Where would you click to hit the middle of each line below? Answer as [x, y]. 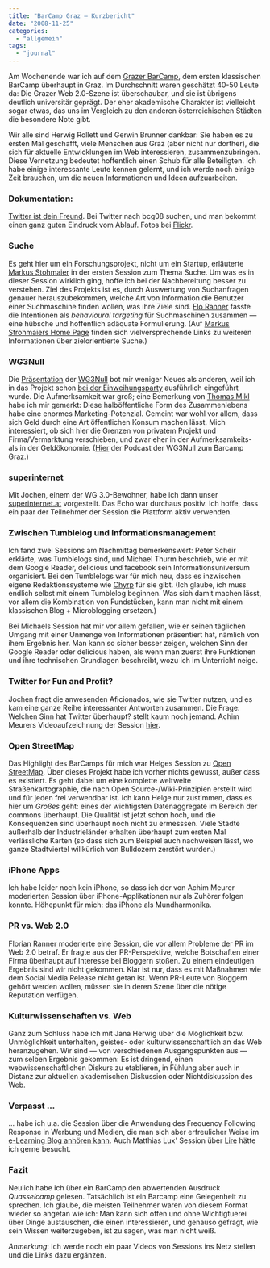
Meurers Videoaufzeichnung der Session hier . [85, 724]
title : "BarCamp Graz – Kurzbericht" [72, 16]
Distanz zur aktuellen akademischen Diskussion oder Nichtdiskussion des [131, 1076]
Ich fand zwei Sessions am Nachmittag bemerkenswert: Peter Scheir [122, 551]
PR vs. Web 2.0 [39, 926]
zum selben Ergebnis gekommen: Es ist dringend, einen [101, 1059]
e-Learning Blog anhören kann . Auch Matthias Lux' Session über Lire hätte [132, 1140]
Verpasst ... [32, 1106]
